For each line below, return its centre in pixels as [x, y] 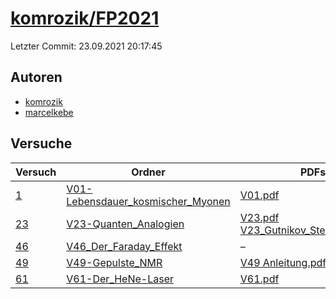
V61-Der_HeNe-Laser [120, 279]
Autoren [36, 77]
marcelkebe [49, 112]
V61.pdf [259, 279]
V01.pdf [259, 195]
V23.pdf [259, 217]
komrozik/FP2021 [85, 18]
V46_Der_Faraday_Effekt [124, 246]
